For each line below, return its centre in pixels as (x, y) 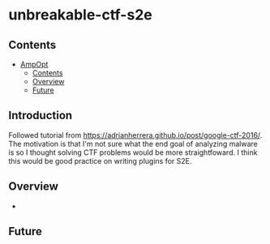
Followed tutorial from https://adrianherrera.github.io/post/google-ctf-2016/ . (135, 135)
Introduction (41, 116)
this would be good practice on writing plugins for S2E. (100, 161)
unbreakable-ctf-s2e (80, 15)
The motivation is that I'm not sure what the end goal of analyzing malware (133, 143)
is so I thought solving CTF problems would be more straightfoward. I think (133, 152)
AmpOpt (34, 64)
